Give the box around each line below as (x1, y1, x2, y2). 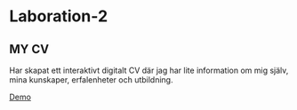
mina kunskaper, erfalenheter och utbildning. (9, 75, 173, 85)
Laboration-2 (9, 6, 108, 27)
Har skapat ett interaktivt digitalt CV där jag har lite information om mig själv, (9, 65, 289, 75)
